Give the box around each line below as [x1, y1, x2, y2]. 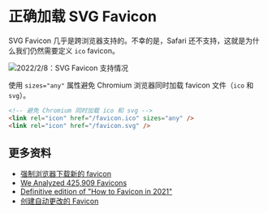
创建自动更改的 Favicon [19, 196, 99, 207]
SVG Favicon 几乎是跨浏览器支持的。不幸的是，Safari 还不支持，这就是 [8, 36, 246, 45]
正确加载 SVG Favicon [8, 7, 157, 26]
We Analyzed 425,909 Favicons [19, 178, 128, 188]
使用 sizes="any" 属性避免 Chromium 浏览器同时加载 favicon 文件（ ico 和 [8, 80, 254, 90]
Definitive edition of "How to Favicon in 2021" [19, 187, 173, 197]
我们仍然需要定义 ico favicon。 [15, 45, 119, 55]
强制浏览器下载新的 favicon [19, 169, 112, 179]
